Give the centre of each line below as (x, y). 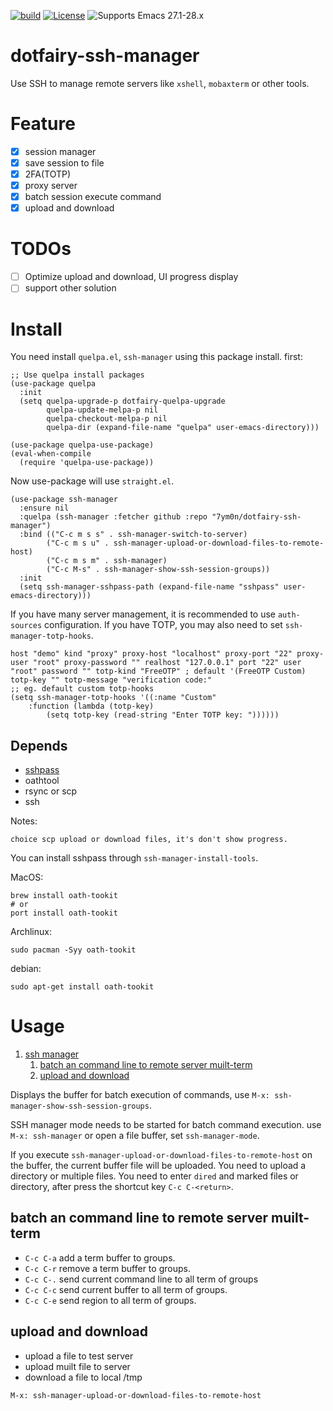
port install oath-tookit (64, 913)
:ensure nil (44, 508)
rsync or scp (51, 791)
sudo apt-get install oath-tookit (82, 987)
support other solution (70, 288)
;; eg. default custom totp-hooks (82, 689)
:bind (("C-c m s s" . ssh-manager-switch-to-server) (133, 535)
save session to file (64, 162)
